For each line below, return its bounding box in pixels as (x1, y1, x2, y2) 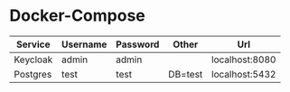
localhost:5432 (210, 68, 276, 80)
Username (61, 38, 108, 51)
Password (116, 38, 160, 51)
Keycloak (14, 53, 53, 66)
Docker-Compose (9, 5, 146, 26)
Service (16, 38, 51, 51)
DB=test (168, 68, 203, 80)
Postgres (14, 68, 52, 80)
